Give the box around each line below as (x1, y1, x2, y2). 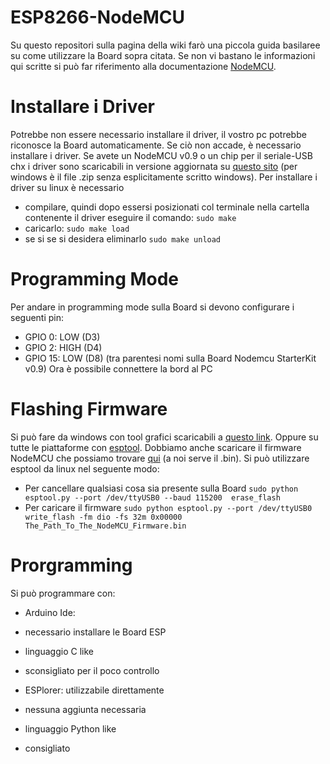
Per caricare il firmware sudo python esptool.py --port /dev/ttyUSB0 (24, 501, 313, 513)
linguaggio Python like (24, 722, 117, 735)
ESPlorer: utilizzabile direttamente (24, 684, 165, 696)
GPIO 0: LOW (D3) (24, 331, 101, 343)
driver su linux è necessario (10, 181, 125, 193)
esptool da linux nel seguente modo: (10, 462, 160, 475)
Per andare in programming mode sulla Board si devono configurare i (10, 301, 295, 313)
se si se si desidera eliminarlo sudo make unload (24, 232, 222, 245)
